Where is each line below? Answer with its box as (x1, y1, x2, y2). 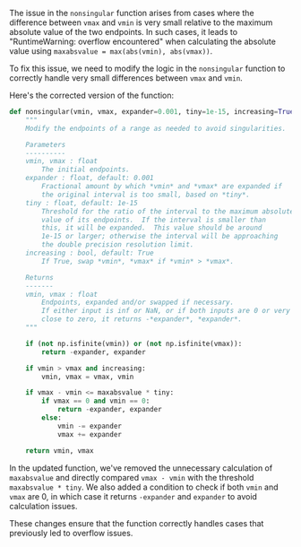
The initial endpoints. (41, 165, 130, 174)
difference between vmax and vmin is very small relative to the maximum (9, 17, 273, 28)
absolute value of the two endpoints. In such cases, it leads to (9, 27, 238, 37)
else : (41, 413, 63, 422)
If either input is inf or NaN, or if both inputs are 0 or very (41, 307, 291, 316)
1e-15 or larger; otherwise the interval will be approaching (41, 232, 279, 241)
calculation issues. (9, 500, 78, 511)
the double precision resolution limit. (41, 240, 194, 249)
